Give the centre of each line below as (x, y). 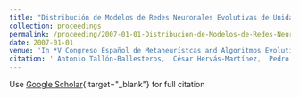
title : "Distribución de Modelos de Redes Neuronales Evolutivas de (139, 17)
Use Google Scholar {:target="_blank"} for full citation (107, 84)
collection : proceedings (55, 26)
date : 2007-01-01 (42, 42)
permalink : (29, 34)
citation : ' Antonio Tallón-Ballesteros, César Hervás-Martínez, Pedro (150, 59)
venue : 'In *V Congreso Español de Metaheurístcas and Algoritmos (135, 51)
